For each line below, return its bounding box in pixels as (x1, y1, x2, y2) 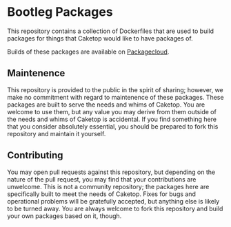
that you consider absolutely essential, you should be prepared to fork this (7, 122, 219, 131)
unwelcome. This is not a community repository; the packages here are (7, 182, 210, 191)
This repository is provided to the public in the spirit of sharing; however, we (7, 85, 224, 94)
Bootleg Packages (7, 4, 113, 20)
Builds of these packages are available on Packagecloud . (7, 47, 170, 56)
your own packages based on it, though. (7, 211, 122, 220)
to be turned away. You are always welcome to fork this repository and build (7, 204, 223, 213)
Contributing (7, 149, 63, 162)
